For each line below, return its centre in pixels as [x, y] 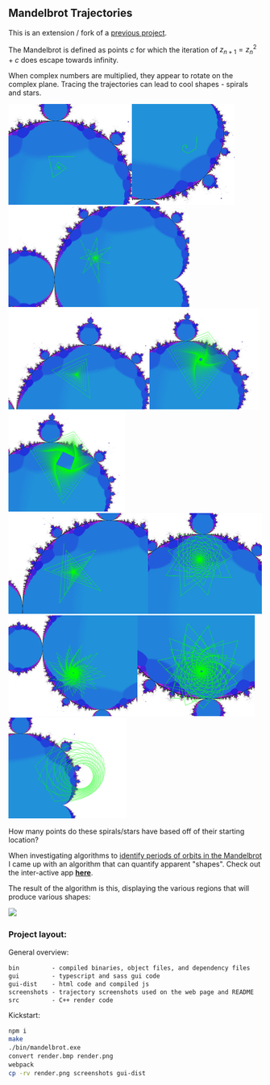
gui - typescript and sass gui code [84, 976]
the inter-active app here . [51, 873]
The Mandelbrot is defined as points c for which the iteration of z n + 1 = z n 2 [133, 50]
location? [23, 840]
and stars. [25, 93]
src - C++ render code [61, 1000]
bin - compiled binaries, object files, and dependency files [129, 968]
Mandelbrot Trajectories [71, 13]
